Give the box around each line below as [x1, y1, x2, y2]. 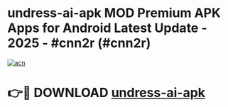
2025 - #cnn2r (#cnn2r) [7, 35, 151, 51]
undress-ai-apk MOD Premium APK [7, 5, 222, 21]
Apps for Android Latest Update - [7, 20, 207, 36]
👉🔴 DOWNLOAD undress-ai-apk [7, 85, 206, 101]
